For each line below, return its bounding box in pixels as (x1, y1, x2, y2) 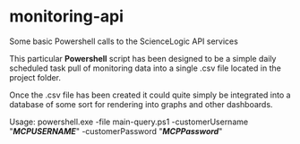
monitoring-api (9, 6, 124, 27)
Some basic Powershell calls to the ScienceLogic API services (9, 36, 239, 47)
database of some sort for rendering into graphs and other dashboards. (9, 98, 273, 109)
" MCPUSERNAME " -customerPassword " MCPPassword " (9, 125, 223, 136)
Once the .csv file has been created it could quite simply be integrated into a (9, 89, 291, 100)
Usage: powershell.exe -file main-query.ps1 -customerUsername (9, 116, 249, 127)
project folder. (9, 72, 61, 82)
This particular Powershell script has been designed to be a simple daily (9, 53, 277, 64)
